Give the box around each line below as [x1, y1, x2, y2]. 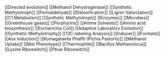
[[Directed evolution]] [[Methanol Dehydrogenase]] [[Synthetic [4, 4, 132, 10]
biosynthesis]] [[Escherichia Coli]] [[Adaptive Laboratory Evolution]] [4, 25, 143, 31]
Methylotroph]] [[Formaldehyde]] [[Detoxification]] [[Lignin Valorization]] [4, 9, 153, 15]
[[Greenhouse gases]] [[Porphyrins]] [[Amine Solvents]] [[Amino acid [4, 20, 146, 26]
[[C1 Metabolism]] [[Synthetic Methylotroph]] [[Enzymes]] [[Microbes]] [4, 15, 149, 20]
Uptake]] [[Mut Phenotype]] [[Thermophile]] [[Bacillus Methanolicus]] [4, 41, 147, 47]
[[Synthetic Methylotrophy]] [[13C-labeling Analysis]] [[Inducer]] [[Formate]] [4, 31, 161, 36]
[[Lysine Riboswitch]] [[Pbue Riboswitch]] [4, 47, 90, 52]
